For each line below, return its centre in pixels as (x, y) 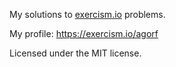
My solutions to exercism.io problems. (87, 14)
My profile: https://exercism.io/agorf (84, 33)
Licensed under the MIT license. (75, 53)
